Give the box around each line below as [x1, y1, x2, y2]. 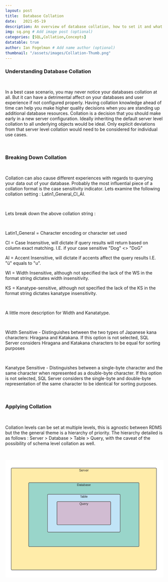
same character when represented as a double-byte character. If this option [5, 370, 162, 376]
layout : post [5, 8, 33, 13]
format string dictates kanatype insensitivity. [5, 290, 97, 297]
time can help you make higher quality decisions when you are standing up [5, 105, 160, 111]
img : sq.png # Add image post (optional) [5, 29, 93, 35]
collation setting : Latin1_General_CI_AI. [5, 191, 85, 197]
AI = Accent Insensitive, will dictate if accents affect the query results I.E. [5, 255, 156, 261]
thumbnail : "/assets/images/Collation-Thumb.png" [5, 50, 111, 55]
